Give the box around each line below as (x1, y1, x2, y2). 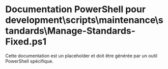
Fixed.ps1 (5, 36, 47, 48)
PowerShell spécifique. (5, 58, 53, 64)
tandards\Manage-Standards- (5, 25, 136, 37)
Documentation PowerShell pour (5, 4, 146, 15)
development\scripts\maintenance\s (5, 14, 164, 26)
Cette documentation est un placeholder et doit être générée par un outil (5, 52, 158, 59)
